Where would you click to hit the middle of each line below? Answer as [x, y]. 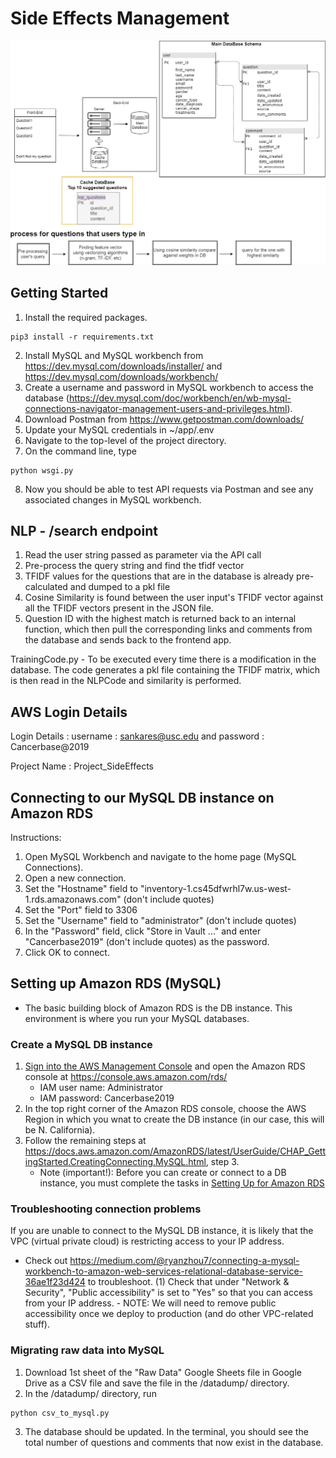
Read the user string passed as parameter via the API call [143, 555]
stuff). [37, 1324]
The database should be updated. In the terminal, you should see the [166, 1431]
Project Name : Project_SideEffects [82, 766]
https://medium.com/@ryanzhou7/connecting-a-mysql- [184, 1261]
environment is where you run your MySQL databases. [137, 1018]
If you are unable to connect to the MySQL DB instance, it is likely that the [162, 1231]
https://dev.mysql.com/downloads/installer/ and [123, 366]
